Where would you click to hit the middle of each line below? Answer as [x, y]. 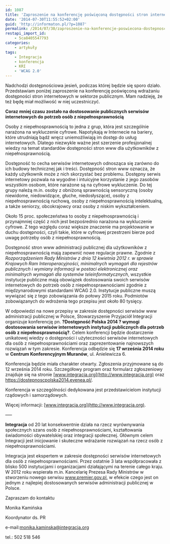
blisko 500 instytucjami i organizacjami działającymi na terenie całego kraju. [84, 467]
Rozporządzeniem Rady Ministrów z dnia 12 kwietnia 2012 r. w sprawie [79, 258]
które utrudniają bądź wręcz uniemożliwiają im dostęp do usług [71, 137]
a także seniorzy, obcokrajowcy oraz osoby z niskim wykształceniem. [78, 206]
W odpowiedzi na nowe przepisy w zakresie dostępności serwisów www [81, 311]
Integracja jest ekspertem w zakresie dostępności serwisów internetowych [83, 456]
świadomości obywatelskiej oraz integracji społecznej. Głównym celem [79, 435]
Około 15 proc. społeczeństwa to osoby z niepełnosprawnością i [72, 216]
